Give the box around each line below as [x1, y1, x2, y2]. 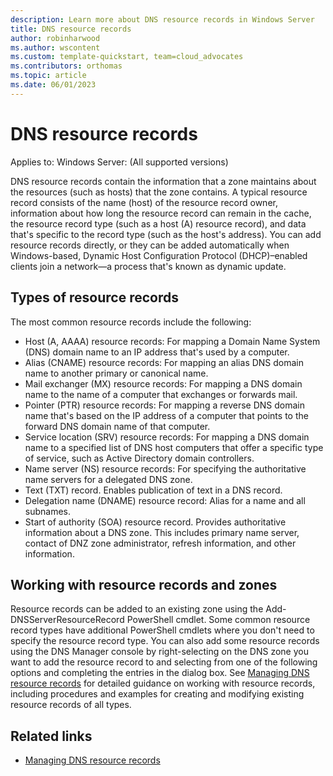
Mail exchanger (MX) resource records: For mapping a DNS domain [24, 377, 303, 390]
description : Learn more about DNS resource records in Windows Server [10, 14, 315, 25]
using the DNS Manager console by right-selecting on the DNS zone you [10, 646, 309, 658]
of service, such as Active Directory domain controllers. [24, 452, 255, 464]
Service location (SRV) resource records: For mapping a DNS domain [24, 431, 310, 443]
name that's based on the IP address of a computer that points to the [24, 409, 309, 421]
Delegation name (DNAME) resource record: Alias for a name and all [24, 494, 306, 506]
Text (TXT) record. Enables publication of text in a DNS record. [24, 484, 283, 496]
